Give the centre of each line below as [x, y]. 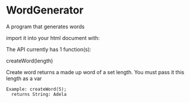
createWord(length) [30, 61]
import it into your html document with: [53, 38]
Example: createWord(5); [36, 89]
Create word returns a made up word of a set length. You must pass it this [95, 72]
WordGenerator [45, 10]
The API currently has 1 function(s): [49, 49]
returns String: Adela [39, 94]
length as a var [24, 78]
